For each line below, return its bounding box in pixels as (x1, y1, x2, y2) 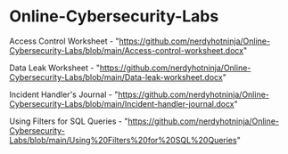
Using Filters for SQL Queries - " (9, 116, 128, 126)
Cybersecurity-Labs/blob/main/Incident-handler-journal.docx (9, 98, 235, 109)
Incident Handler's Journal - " (9, 89, 119, 100)
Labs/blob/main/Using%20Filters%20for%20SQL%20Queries (9, 134, 238, 145)
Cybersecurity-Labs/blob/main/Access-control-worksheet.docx (9, 45, 243, 55)
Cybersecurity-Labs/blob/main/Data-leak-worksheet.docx (9, 71, 223, 82)
